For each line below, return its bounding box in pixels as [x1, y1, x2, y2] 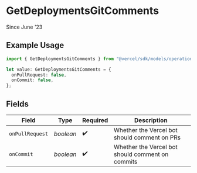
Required [81, 116, 108, 124]
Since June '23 [6, 23, 43, 30]
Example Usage [6, 40, 64, 50]
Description [134, 116, 168, 124]
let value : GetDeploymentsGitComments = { [6, 66, 111, 72]
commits [113, 157, 138, 165]
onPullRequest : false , [11, 72, 67, 78]
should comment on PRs [113, 133, 181, 141]
